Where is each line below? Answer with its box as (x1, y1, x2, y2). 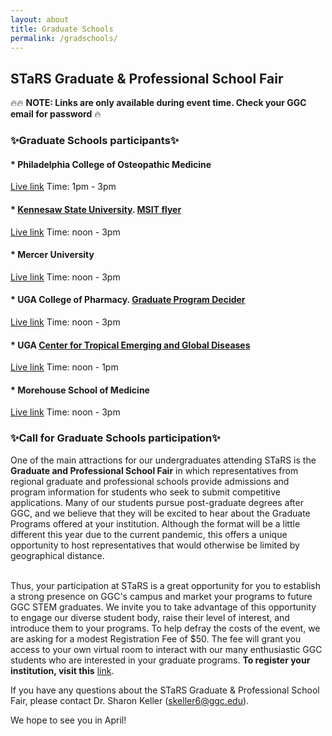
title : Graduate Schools (10, 24, 114, 34)
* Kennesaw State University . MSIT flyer (10, 203, 182, 215)
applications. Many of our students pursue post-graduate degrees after (10, 496, 304, 508)
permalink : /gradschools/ (10, 33, 118, 43)
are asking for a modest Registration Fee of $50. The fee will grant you (10, 632, 302, 645)
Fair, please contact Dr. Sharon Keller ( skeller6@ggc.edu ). (10, 694, 250, 706)
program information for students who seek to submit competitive (10, 486, 282, 498)
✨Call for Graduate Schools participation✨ (10, 431, 221, 445)
